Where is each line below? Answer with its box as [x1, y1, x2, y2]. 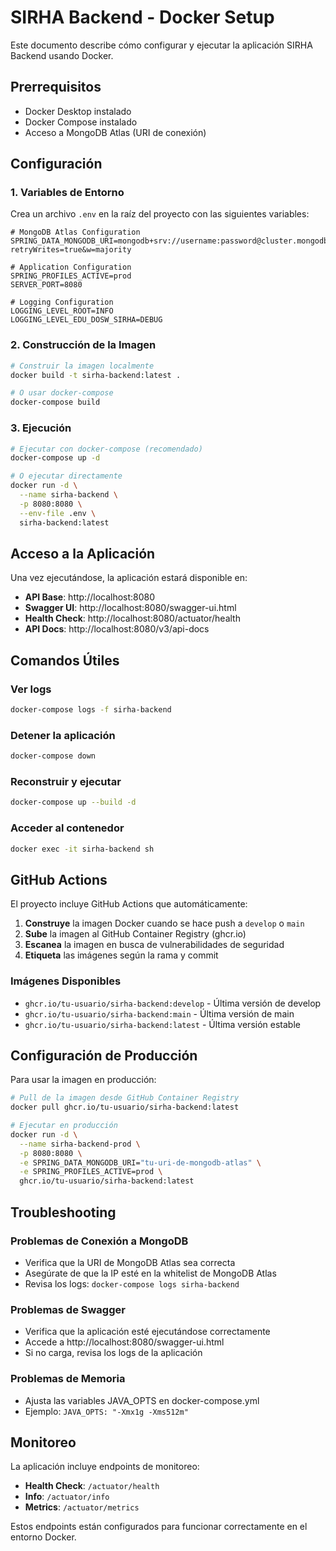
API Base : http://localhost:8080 [24, 591, 156, 603]
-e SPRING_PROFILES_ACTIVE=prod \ [19, 1167, 163, 1177]
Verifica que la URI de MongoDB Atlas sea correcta [24, 1256, 236, 1268]
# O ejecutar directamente [10, 471, 123, 481]
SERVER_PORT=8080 [10, 280, 83, 290]
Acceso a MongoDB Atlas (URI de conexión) [24, 126, 207, 138]
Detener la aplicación [10, 728, 116, 742]
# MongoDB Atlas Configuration [10, 227, 141, 238]
